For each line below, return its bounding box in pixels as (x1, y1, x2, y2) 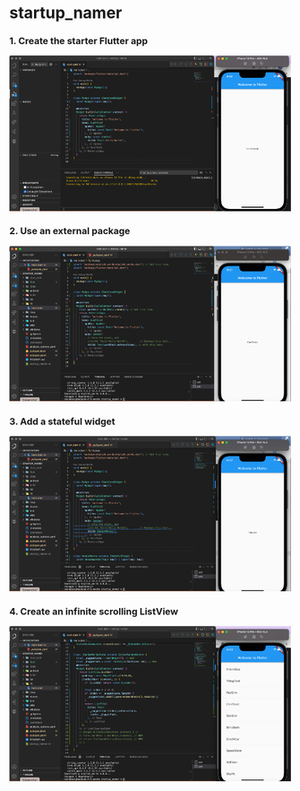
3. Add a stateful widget (9, 415, 116, 428)
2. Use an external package (9, 225, 131, 238)
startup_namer (9, 3, 123, 23)
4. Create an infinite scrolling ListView (9, 605, 179, 618)
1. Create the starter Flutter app (9, 35, 149, 48)
